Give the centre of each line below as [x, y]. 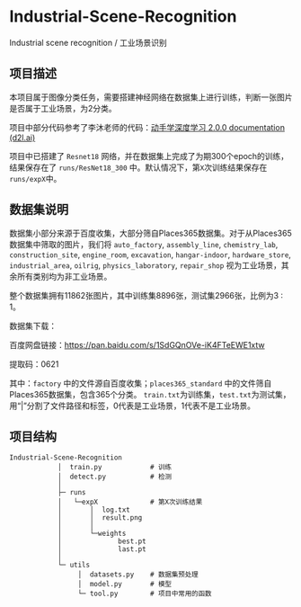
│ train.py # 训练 [115, 468]
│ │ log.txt [93, 510]
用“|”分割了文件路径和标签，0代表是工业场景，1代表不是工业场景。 [133, 406]
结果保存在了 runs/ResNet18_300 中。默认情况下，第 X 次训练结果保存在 [138, 167]
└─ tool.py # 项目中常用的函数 [145, 594]
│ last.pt [102, 549]
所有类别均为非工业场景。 [64, 276]
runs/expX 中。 [35, 178]
